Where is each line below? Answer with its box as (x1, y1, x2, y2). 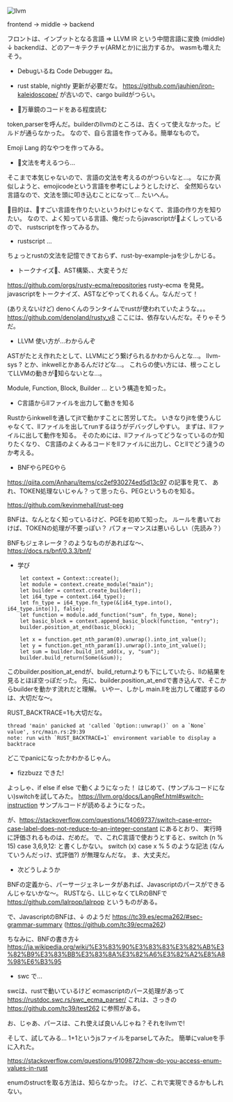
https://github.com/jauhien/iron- (122, 82, 215, 90)
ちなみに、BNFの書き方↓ (7, 935, 80, 943)
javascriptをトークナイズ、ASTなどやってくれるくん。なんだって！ (7, 290, 199, 298)
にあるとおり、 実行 (159, 824, 216, 833)
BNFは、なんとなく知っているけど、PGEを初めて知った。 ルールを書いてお (7, 515, 221, 523)
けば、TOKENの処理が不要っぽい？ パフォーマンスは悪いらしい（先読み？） (7, 524, 225, 532)
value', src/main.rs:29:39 (7, 729, 86, 736)
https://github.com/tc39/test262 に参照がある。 (7, 1004, 145, 1012)
